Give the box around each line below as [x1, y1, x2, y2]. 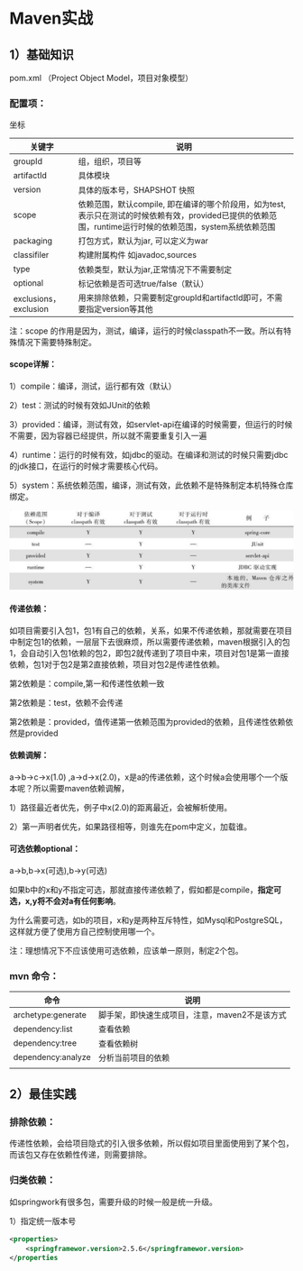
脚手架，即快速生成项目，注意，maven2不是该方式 [98, 1010, 287, 1020]
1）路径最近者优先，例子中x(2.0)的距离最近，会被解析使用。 [9, 801, 233, 812]
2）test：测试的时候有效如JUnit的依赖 [9, 399, 151, 410]
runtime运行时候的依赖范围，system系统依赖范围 [93, 221, 276, 232]
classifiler [13, 249, 50, 260]
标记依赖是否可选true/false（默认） [78, 278, 209, 288]
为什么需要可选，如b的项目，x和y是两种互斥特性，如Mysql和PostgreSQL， [9, 915, 288, 926]
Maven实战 [9, 8, 94, 29]
